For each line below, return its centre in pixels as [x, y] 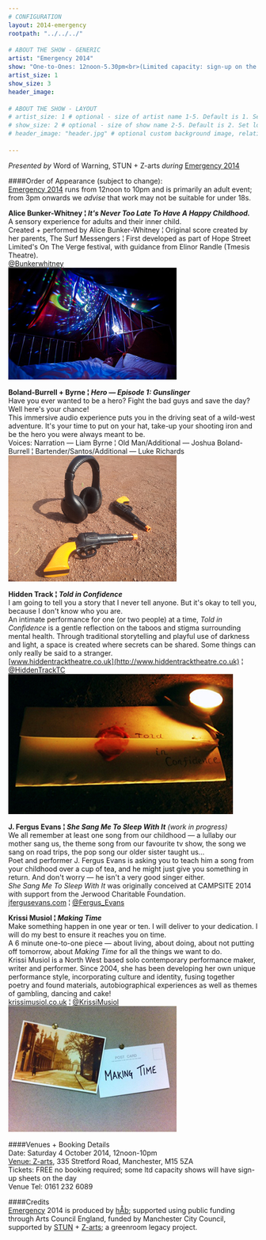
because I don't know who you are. [66, 610]
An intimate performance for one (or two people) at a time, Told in [116, 619]
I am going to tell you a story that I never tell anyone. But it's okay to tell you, [133, 603]
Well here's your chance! [49, 409]
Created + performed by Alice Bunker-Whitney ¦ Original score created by [128, 230]
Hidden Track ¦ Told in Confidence [65, 594]
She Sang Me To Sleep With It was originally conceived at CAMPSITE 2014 [130, 885]
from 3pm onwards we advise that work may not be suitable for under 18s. [130, 197]
